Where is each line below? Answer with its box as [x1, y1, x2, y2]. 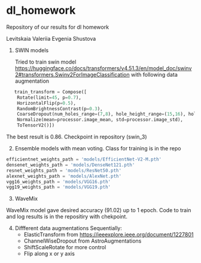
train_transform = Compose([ [14, 89, 87, 95]
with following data [130, 71, 178, 78]
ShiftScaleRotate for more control [23, 244, 106, 251]
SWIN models [14, 46, 49, 54]
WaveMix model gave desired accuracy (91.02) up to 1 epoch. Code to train [6, 207, 191, 214]
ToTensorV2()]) [17, 122, 55, 129]
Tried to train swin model [14, 58, 77, 65]
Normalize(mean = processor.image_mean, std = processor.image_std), [17, 117, 184, 123]
